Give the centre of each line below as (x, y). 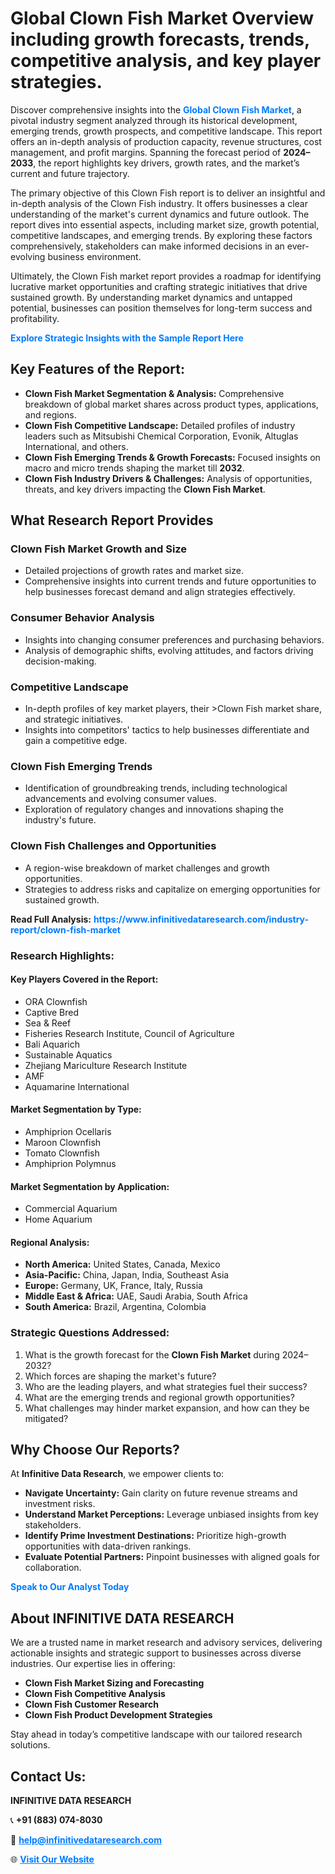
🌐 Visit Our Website (52, 1859)
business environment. (94, 256)
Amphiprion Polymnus (70, 1163)
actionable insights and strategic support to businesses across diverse (156, 1653)
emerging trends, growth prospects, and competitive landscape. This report (166, 131)
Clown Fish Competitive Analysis (95, 1694)
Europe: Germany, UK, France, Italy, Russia (113, 1286)
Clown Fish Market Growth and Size (99, 549)
